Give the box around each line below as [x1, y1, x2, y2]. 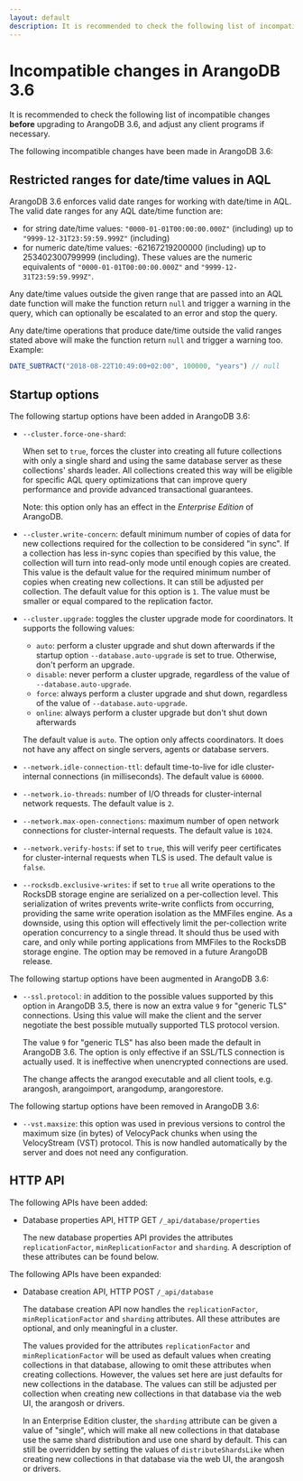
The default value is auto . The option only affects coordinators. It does [22, 734, 284, 745]
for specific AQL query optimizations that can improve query [22, 474, 248, 485]
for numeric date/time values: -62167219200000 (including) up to [22, 243, 266, 253]
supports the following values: [22, 622, 135, 633]
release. [22, 955, 53, 966]
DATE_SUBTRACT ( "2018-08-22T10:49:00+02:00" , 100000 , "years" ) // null [9, 362, 280, 371]
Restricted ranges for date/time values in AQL [9, 172, 271, 188]
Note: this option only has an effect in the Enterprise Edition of [22, 501, 254, 512]
